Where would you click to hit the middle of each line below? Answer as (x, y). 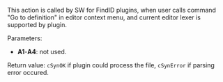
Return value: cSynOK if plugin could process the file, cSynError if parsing (111, 65)
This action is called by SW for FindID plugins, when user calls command (111, 10)
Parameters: (25, 38)
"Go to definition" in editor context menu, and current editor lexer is (104, 17)
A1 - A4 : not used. (42, 52)
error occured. (28, 73)
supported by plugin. (37, 25)
